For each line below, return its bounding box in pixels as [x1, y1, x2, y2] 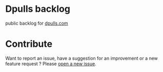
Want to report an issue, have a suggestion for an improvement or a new [5, 55, 158, 61]
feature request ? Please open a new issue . [5, 60, 96, 67]
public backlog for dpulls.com [5, 20, 68, 26]
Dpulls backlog [5, 3, 71, 15]
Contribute [5, 38, 53, 50]
